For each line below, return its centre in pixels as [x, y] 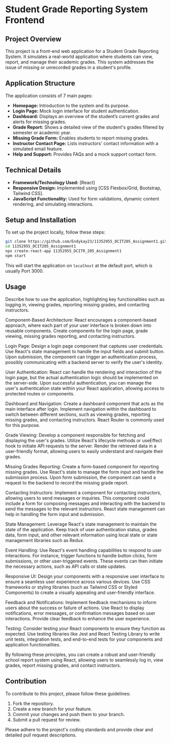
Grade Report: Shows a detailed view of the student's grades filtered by [88, 127]
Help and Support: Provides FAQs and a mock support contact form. [84, 154]
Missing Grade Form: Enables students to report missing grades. [81, 138]
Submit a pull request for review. [47, 720]
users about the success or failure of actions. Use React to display [75, 608]
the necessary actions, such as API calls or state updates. [66, 566]
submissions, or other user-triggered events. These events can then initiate [84, 561]
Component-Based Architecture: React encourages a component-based [81, 320]
